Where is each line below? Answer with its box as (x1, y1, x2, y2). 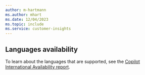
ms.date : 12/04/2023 (5, 17, 49, 22)
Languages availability (5, 45, 78, 54)
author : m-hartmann (5, 7, 46, 13)
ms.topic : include (5, 21, 44, 27)
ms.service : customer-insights (5, 26, 71, 31)
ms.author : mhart (5, 12, 42, 17)
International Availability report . (5, 64, 70, 70)
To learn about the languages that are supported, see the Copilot (5, 58, 140, 64)
